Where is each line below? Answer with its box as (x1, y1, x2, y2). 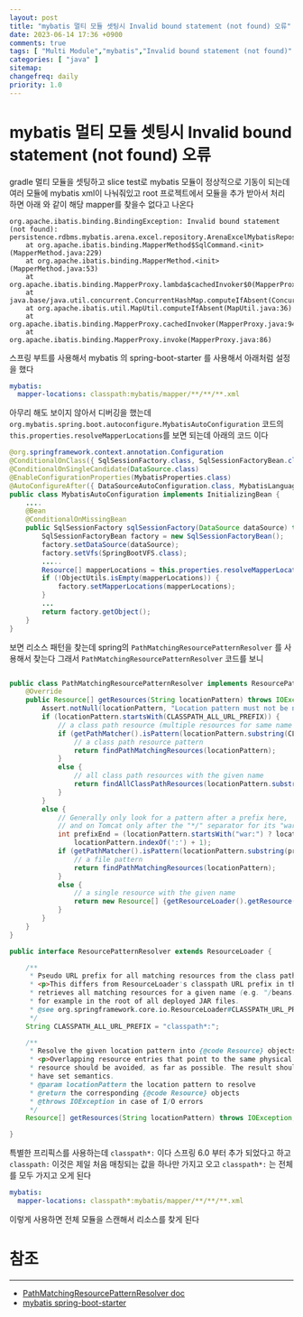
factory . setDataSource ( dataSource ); (41, 540, 179, 549)
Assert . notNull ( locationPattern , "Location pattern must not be (41, 704, 289, 713)
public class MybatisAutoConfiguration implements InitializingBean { (9, 489, 280, 499)
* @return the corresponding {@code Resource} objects (29, 1089, 241, 1098)
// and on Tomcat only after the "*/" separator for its (57, 821, 277, 830)
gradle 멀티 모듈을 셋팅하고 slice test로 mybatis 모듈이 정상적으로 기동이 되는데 (9, 176, 290, 187)
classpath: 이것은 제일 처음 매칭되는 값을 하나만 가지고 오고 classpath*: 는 (9, 1159, 277, 1170)
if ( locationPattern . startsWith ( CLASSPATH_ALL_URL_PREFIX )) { (41, 712, 280, 722)
